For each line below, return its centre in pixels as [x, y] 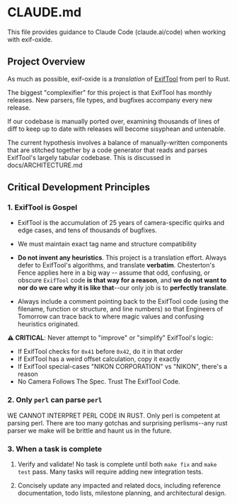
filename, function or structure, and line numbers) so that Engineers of [120, 309]
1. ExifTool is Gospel [42, 207]
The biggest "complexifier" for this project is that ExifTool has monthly [110, 92]
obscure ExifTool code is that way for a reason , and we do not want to [122, 280]
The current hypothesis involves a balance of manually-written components [117, 142]
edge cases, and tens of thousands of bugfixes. [87, 230]
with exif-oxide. [30, 39]
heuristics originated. [48, 324]
